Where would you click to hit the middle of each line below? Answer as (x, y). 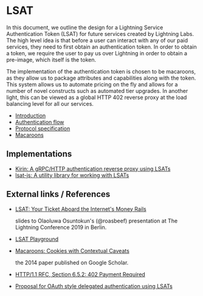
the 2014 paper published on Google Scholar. (72, 263)
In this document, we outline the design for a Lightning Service (85, 27)
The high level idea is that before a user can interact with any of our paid (97, 40)
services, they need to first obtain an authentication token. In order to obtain (101, 47)
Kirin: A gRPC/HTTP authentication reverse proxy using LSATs (93, 168)
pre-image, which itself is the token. (51, 60)
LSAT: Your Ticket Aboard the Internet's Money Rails (81, 209)
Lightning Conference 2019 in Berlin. (61, 227)
